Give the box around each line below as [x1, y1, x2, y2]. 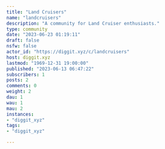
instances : [6, 111, 34, 117]
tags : [6, 123, 20, 129]
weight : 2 [6, 89, 32, 95]
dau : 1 [6, 94, 23, 100]
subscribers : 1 [6, 71, 45, 78]
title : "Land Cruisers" [6, 9, 67, 15]
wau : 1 [6, 100, 23, 106]
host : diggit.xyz [6, 54, 51, 60]
